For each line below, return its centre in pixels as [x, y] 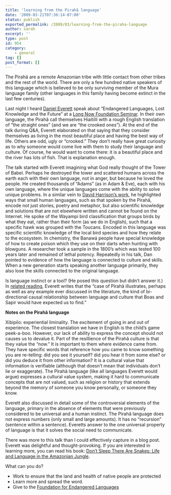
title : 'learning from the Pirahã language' [53, 10]
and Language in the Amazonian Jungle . [48, 457]
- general [25, 53]
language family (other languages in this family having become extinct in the [86, 93]
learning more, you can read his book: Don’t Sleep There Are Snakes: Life [82, 451]
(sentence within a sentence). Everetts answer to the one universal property [85, 425]
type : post [17, 39]
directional [17, 297]
